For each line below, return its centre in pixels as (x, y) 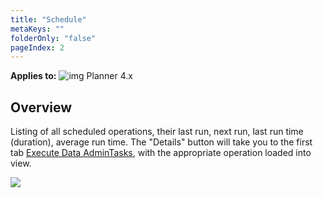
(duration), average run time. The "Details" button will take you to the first (161, 142)
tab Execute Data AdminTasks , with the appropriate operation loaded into (161, 153)
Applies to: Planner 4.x (71, 76)
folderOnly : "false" (53, 38)
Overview (41, 107)
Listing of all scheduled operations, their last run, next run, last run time (157, 132)
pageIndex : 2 (37, 47)
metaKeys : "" (37, 29)
